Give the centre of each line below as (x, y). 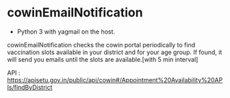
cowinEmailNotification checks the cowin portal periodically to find (101, 45)
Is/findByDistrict (30, 87)
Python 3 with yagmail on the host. (66, 32)
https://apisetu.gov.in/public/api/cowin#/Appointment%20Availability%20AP (115, 79)
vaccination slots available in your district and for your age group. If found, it (115, 52)
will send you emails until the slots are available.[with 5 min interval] (103, 59)
